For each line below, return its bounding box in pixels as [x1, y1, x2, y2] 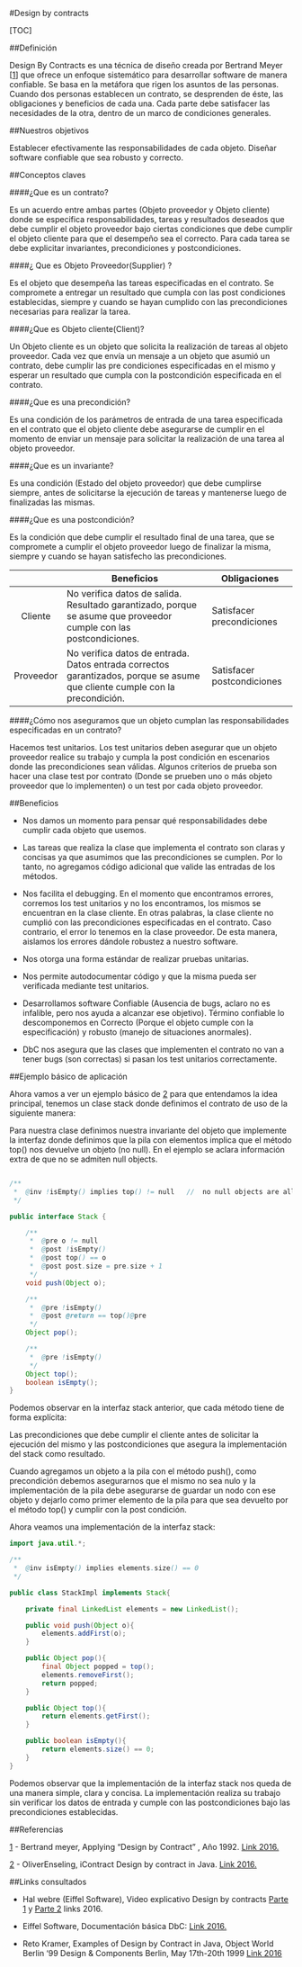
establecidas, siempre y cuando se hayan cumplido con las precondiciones [9, 297, 288, 307]
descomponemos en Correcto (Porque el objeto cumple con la [22, 1017, 254, 1028]
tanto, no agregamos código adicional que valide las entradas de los [22, 861, 276, 872]
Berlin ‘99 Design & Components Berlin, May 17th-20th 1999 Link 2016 [22, 1947, 283, 1958]
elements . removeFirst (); [41, 1670, 135, 1679]
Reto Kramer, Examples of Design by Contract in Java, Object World [22, 1938, 274, 1949]
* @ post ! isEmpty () [29, 1245, 106, 1254]
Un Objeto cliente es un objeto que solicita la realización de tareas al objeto [9, 341, 289, 352]
